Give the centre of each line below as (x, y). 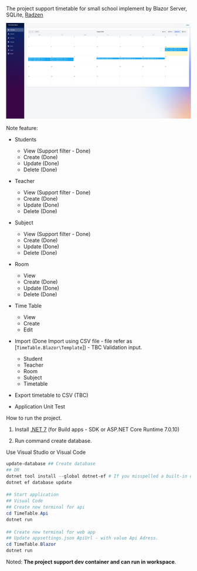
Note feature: (22, 128)
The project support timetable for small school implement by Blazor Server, (97, 9)
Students (26, 139)
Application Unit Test (40, 406)
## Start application (33, 495)
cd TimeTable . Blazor (31, 545)
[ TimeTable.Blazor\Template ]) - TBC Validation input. (78, 347)
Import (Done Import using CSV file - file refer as (73, 341)
